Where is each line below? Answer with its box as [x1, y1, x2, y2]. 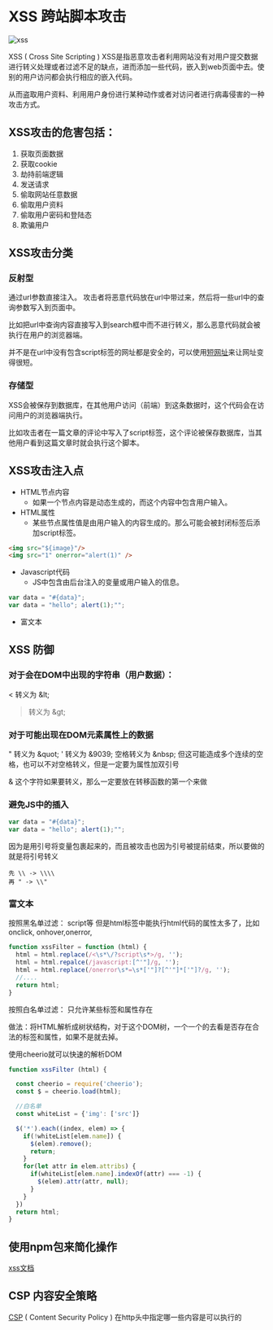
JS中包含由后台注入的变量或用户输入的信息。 [32, 577, 184, 587]
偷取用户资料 [19, 199, 63, 209]
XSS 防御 [8, 643, 54, 657]
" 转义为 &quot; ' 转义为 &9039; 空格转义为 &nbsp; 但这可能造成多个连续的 [8, 750, 257, 759]
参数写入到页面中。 [15, 303, 80, 313]
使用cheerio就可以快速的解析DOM [8, 1049, 123, 1059]
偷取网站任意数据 [19, 189, 78, 199]
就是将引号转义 [8, 851, 58, 861]
